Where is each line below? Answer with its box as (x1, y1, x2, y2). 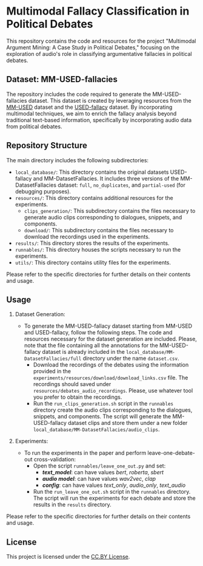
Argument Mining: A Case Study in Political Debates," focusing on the (6, 44, 180, 51)
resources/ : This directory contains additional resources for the (15, 194, 174, 201)
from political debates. (6, 123, 62, 130)
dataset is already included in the (42, 348, 125, 356)
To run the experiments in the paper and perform (24, 449, 147, 457)
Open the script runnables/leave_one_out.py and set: (33, 462, 166, 469)
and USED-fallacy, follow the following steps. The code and (24, 329, 173, 336)
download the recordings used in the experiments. (24, 233, 150, 240)
